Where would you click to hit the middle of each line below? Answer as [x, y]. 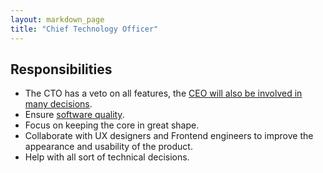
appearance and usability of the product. [108, 147]
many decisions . [58, 104]
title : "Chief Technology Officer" [84, 29]
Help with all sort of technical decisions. [107, 157]
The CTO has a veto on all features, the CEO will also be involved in [163, 93]
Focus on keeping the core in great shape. [112, 125]
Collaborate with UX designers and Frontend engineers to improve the [169, 136]
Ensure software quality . [74, 115]
